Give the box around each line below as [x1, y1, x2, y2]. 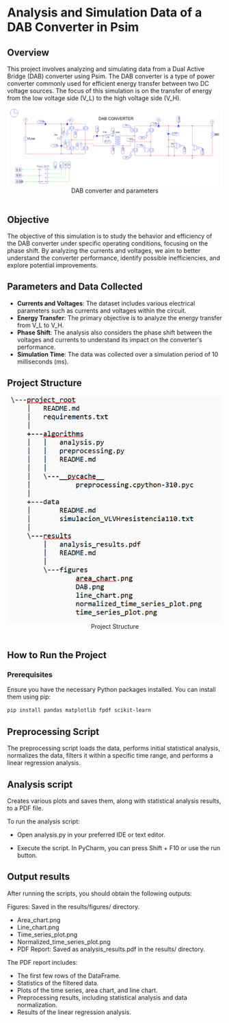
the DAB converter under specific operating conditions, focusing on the [7, 239, 208, 248]
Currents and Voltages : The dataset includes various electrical [16, 299, 196, 307]
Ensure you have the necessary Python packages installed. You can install [7, 686, 217, 694]
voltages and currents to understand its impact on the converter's [16, 335, 203, 344]
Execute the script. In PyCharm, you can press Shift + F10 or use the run [16, 843, 221, 852]
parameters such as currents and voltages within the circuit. [16, 306, 187, 315]
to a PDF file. [7, 804, 43, 812]
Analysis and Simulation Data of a [7, 5, 202, 21]
